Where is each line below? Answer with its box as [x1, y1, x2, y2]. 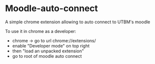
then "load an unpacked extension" [12, 48, 84, 54]
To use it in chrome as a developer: [5, 28, 76, 34]
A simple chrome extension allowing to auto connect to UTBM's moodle [5, 19, 151, 25]
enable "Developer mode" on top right [12, 43, 90, 48]
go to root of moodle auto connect [12, 53, 82, 59]
